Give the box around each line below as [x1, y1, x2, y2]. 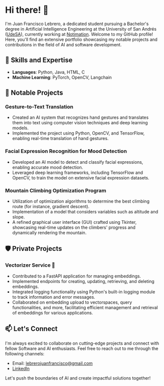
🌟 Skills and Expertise [5, 56, 73, 65]
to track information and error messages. [12, 294, 96, 300]
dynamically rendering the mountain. [12, 230, 87, 236]
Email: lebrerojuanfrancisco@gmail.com [12, 360, 93, 366]
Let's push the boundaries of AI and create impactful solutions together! [5, 375, 151, 381]
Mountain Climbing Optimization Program [5, 187, 107, 194]
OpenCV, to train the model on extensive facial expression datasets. [12, 175, 150, 180]
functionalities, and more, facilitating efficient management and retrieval [12, 304, 158, 310]
